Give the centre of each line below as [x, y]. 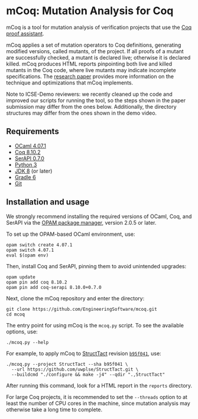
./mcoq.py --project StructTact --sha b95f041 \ [67, 364]
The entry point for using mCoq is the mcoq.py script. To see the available [95, 325]
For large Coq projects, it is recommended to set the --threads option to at [97, 397]
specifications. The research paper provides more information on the [90, 76]
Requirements [33, 131]
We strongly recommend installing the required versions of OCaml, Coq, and [99, 216]
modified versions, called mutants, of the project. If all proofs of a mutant [95, 51]
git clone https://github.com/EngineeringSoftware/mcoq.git [82, 309]
